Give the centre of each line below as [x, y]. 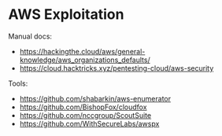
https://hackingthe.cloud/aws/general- [82, 51]
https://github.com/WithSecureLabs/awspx [89, 123]
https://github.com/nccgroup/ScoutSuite [85, 115]
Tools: [18, 83]
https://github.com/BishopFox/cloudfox [83, 107]
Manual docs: [30, 36]
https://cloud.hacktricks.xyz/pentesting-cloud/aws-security [117, 68]
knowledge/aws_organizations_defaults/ [85, 60]
